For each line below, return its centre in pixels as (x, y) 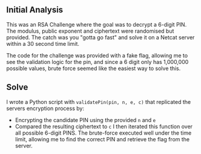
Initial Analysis (35, 10)
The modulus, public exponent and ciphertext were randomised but (90, 31)
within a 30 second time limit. (43, 43)
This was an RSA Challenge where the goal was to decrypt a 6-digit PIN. (97, 24)
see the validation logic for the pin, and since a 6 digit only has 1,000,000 (97, 62)
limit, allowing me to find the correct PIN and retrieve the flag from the (102, 139)
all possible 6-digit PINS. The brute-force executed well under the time (103, 133)
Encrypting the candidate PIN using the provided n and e (85, 120)
